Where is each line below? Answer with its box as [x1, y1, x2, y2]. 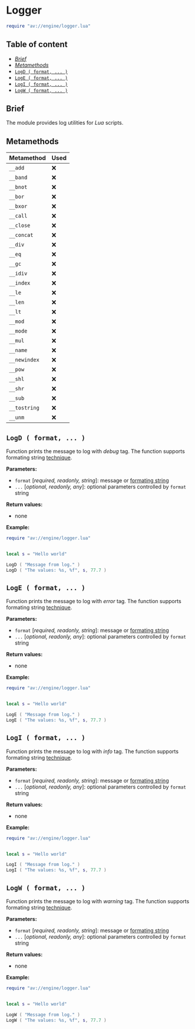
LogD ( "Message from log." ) [6, 562, 81, 568]
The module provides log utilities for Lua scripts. [6, 119, 124, 126]
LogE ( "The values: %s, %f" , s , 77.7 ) [6, 717, 107, 723]
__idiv [9, 270, 28, 277]
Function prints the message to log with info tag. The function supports [6, 748, 179, 755]
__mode [9, 328, 28, 334]
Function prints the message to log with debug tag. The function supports [6, 448, 186, 455]
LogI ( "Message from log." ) [6, 862, 81, 868]
